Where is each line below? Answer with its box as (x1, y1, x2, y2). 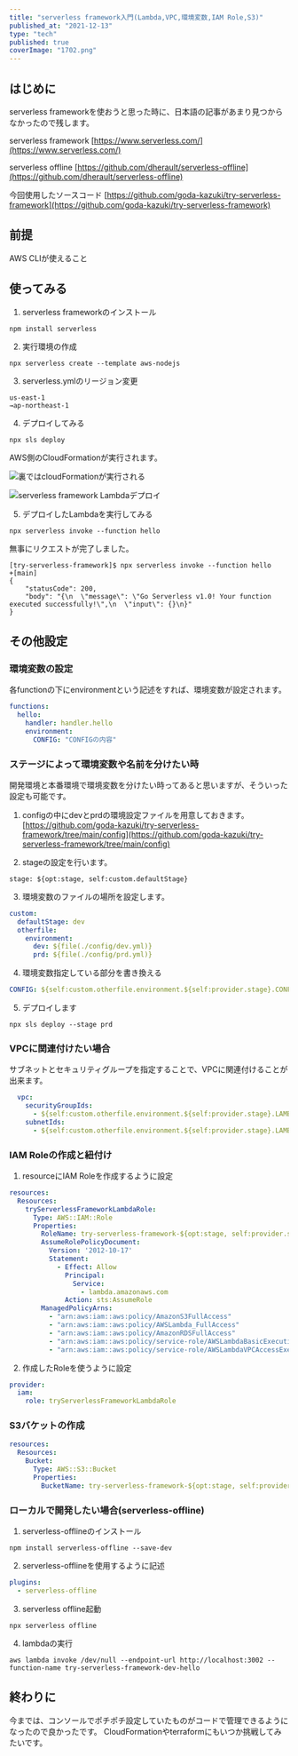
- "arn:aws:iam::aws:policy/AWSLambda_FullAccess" (48, 1321, 240, 1330)
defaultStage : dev (17, 917, 86, 926)
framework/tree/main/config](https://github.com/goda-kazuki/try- (21, 829, 264, 839)
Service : (72, 1279, 105, 1288)
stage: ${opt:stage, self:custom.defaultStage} (9, 874, 189, 884)
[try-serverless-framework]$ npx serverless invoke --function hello (9, 560, 272, 569)
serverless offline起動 (21, 1603, 102, 1614)
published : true (9, 37, 69, 47)
